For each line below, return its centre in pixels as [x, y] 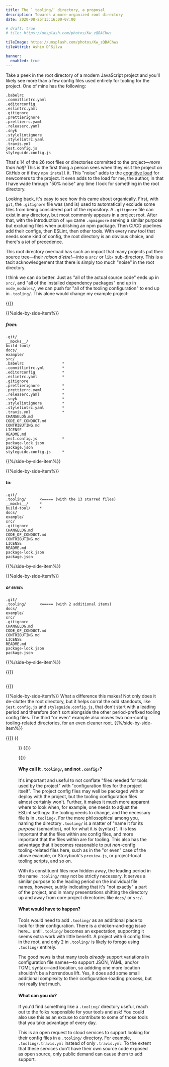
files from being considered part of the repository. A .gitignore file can [80, 209]
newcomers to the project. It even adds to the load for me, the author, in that [85, 178]
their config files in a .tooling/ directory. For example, [75, 1038]
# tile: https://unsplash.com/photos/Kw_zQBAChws [59, 33]
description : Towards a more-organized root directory [64, 15]
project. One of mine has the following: [46, 86]
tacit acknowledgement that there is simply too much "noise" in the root [80, 262]
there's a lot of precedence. [34, 242]
